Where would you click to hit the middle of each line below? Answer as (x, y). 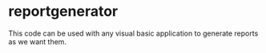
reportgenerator (63, 11)
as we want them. (37, 41)
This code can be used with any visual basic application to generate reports (133, 33)
